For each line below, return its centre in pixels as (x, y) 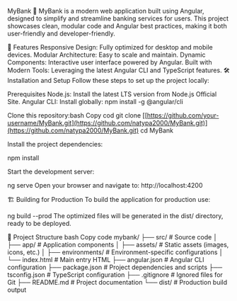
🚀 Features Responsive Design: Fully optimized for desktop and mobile (110, 47)
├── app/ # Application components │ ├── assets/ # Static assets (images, (118, 245)
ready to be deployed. (40, 223)
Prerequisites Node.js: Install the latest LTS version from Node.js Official (112, 94)
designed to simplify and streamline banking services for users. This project (118, 18)
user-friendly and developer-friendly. (61, 33)
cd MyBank (157, 130)
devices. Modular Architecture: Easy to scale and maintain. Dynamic (107, 55)
